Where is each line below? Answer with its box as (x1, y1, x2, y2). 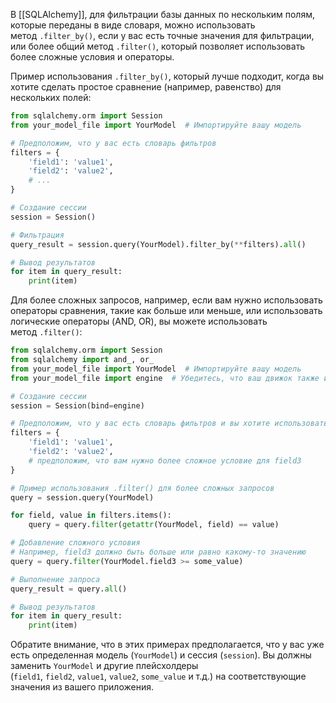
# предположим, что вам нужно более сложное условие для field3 (28, 455, 302, 466)
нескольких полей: (10, 92, 92, 103)
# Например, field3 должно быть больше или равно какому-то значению (10, 547, 307, 557)
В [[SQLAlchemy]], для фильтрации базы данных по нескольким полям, (10, 9, 315, 20)
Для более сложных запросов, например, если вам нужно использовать (10, 294, 323, 306)
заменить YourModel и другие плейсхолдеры (10, 660, 199, 672)
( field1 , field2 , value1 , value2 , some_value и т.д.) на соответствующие (10, 670, 307, 683)
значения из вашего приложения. (10, 681, 154, 693)
